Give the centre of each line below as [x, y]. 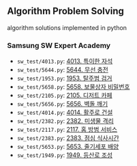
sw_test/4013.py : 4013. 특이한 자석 [65, 61]
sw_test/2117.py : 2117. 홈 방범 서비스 [67, 130]
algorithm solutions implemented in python [67, 27]
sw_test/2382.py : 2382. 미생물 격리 [65, 121]
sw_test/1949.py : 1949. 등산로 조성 [65, 155]
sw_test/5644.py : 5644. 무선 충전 [63, 70]
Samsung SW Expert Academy [59, 45]
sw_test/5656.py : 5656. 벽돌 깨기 [62, 104]
